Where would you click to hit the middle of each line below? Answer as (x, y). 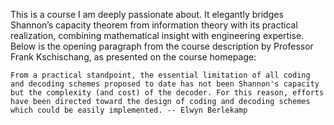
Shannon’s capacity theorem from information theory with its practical (154, 25)
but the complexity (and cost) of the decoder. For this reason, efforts (167, 93)
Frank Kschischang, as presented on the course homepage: (133, 57)
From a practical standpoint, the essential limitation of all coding (160, 75)
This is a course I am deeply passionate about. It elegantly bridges (147, 14)
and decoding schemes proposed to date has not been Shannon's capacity (165, 84)
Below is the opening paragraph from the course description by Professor (162, 46)
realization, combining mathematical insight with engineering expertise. (157, 35)
